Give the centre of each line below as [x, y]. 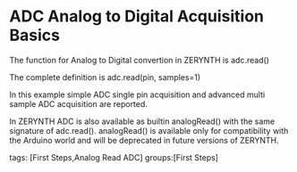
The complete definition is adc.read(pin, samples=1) [105, 77]
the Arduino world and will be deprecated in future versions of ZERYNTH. [144, 140]
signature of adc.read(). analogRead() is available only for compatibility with [149, 130]
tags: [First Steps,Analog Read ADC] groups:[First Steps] [114, 157]
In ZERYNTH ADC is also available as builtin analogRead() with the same [142, 121]
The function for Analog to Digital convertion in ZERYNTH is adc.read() [140, 60]
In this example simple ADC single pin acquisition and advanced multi [137, 94]
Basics [35, 35]
